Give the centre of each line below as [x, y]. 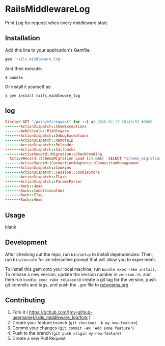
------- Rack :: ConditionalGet [35, 190]
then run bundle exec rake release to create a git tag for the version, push [81, 280]
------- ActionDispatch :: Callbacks [41, 149]
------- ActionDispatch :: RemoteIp [39, 140]
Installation [23, 38]
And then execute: [24, 68]
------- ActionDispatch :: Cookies [38, 168]
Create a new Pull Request [39, 338]
